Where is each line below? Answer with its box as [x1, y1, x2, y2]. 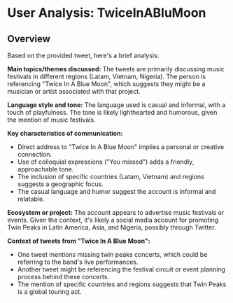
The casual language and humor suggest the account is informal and [17, 188, 216, 195]
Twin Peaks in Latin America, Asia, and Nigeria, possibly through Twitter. [7, 223, 216, 232]
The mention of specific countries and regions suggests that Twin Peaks [17, 280, 227, 288]
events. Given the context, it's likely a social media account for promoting [7, 216, 219, 224]
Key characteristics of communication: [7, 129, 123, 137]
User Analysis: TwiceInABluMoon [7, 5, 206, 21]
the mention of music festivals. [7, 115, 96, 124]
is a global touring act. [17, 288, 82, 295]
